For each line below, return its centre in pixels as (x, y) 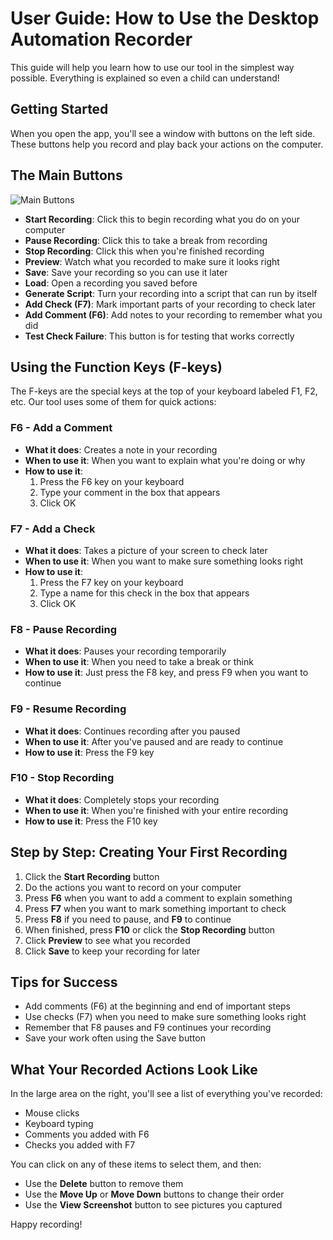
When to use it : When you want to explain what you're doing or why (165, 460)
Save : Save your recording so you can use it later (126, 272)
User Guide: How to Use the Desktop (165, 18)
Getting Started (59, 109)
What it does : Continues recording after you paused (132, 731)
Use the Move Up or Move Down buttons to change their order (154, 1194)
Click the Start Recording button (92, 876)
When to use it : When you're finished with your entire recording (156, 810)
